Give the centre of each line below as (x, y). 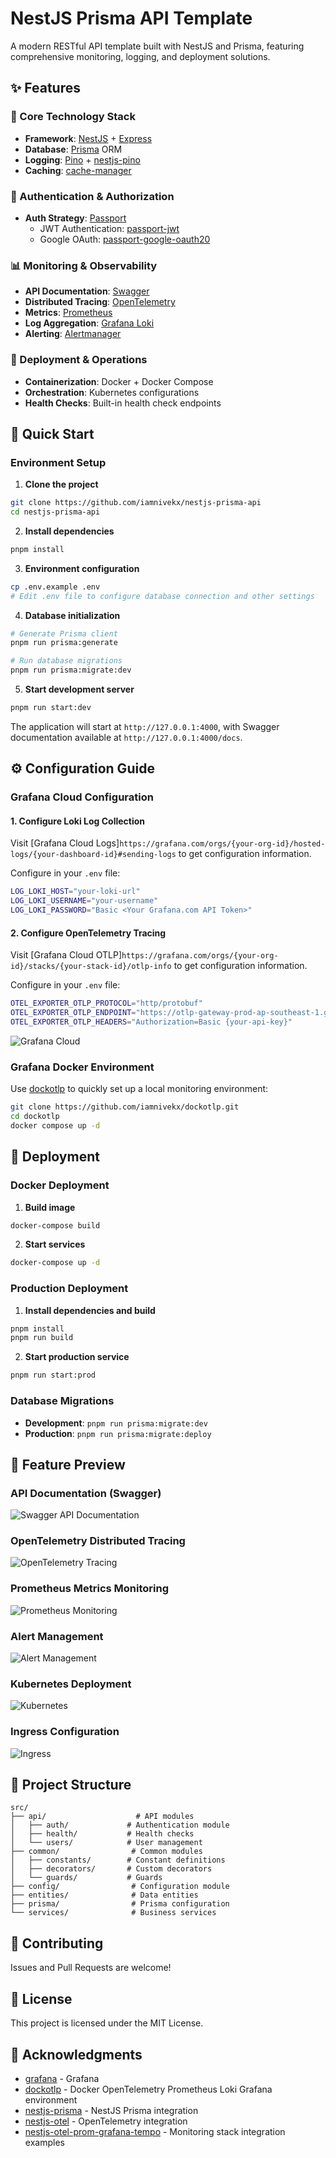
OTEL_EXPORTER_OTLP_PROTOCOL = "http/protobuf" (106, 1003)
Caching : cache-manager (78, 170)
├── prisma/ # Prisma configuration (120, 1904)
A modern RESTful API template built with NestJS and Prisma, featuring (157, 46)
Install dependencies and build (90, 1310)
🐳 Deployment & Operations (79, 360)
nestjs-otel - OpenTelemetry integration (106, 2121)
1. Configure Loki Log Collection (78, 821)
